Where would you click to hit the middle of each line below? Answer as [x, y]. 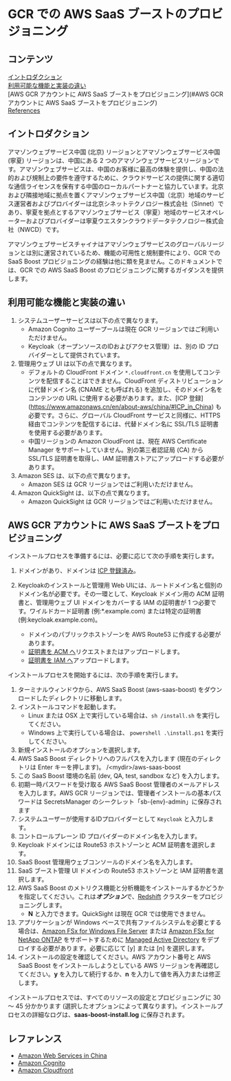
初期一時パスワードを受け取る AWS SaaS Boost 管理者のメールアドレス [119, 784]
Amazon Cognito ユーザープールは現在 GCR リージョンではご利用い [123, 329]
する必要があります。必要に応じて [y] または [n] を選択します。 [119, 949]
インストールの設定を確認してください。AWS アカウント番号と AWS [114, 957]
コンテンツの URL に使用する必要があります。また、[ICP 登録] [115, 398]
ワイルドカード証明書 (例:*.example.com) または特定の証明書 [115, 611]
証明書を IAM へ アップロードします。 [80, 660]
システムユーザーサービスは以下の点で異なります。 [90, 320]
